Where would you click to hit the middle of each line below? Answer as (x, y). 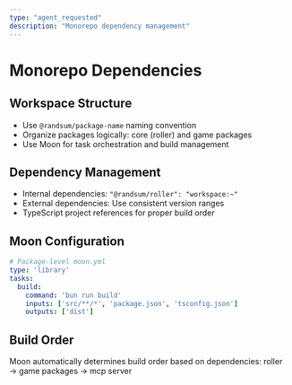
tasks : (21, 278)
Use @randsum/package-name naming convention (109, 125)
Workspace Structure (71, 104)
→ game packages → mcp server (71, 371)
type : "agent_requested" (56, 17)
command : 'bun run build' (74, 295)
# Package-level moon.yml (57, 262)
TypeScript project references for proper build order (118, 213)
